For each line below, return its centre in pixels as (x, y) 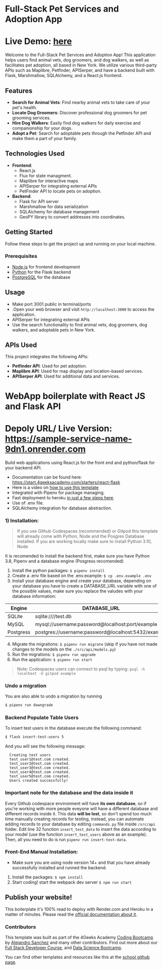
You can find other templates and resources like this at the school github (77, 957)
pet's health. (24, 107)
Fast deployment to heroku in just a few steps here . (63, 497)
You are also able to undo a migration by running (54, 696)
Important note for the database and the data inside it (69, 793)
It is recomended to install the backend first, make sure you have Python (77, 556)
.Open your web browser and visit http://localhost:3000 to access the (83, 309)
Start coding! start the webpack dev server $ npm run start (72, 882)
